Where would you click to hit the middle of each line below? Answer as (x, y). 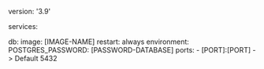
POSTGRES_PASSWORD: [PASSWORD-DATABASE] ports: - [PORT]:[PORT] (130, 50)
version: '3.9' (30, 11)
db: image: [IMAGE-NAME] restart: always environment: (99, 42)
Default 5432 (36, 58)
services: (23, 26)
